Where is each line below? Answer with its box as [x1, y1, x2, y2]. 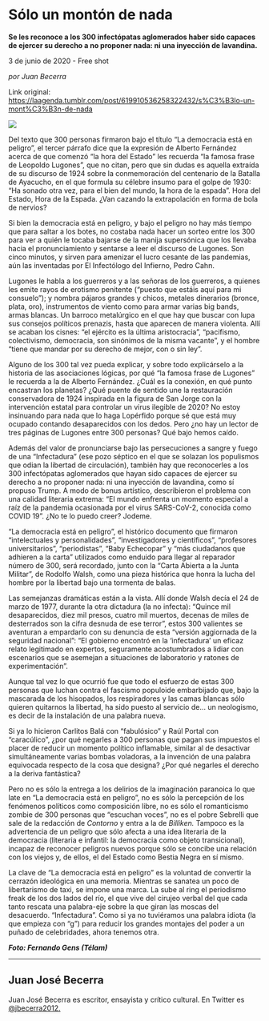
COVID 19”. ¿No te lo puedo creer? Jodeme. [8, 510, 152, 521]
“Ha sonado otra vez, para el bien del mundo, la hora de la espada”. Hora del [8, 186, 261, 195]
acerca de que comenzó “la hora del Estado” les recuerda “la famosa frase [8, 151, 255, 161]
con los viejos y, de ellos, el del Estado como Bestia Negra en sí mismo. [8, 852, 244, 862]
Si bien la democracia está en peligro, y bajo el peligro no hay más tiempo [8, 218, 252, 227]
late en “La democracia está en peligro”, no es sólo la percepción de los [8, 792, 245, 802]
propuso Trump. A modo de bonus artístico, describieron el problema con [8, 486, 251, 495]
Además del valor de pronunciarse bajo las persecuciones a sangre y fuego [8, 442, 258, 453]
